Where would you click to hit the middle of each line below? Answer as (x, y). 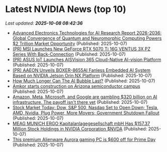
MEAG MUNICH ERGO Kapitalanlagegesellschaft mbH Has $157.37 (81, 123)
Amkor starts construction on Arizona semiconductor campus (76, 86)
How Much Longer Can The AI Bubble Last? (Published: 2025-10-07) (84, 81)
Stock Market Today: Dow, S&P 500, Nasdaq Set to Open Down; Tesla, (85, 107)
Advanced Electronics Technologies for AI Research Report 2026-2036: (87, 33)
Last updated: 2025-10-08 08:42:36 (44, 23)
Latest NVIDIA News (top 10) (66, 9)
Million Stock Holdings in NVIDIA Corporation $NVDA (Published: (80, 128)
